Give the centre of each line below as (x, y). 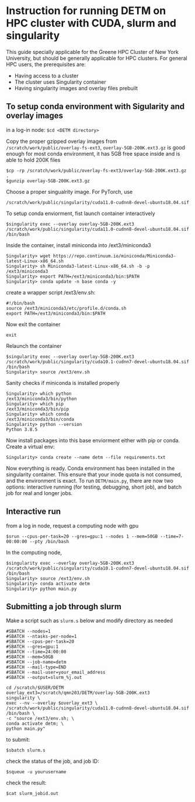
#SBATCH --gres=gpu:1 (32, 647)
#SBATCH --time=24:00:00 (36, 652)
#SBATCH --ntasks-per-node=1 (41, 637)
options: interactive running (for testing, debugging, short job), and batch (94, 487)
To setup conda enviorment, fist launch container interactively (81, 213)
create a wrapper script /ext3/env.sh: (51, 292)
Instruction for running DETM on (86, 11)
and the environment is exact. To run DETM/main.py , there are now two (90, 480)
